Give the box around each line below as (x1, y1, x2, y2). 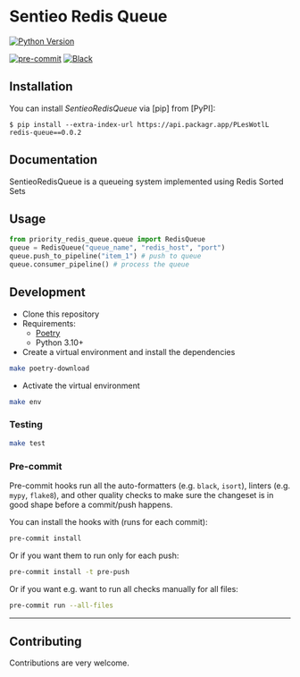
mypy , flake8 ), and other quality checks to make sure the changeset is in (9, 489, 274, 500)
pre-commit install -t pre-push (9, 567, 129, 576)
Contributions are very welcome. (9, 657, 129, 668)
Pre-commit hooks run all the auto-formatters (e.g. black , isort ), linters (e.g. (9, 480, 291, 491)
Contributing (9, 633, 82, 649)
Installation (9, 79, 73, 95)
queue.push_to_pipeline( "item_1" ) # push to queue (9, 252, 202, 261)
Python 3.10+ (35, 337, 85, 348)
